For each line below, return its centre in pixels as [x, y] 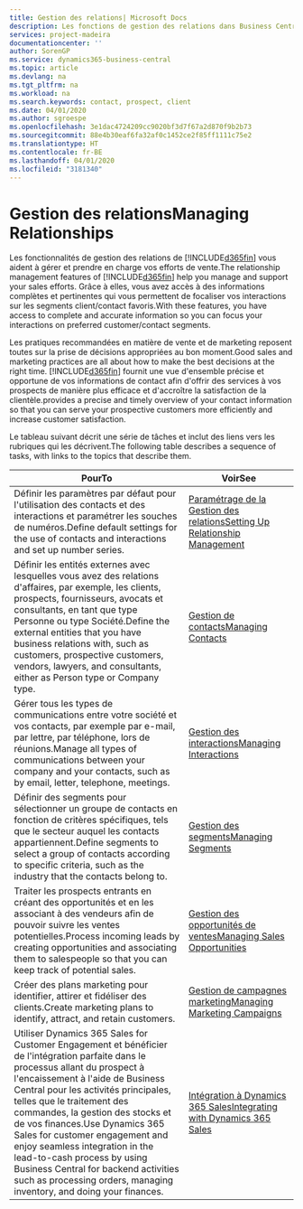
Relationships [62, 233]
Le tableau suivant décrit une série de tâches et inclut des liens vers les [142, 437]
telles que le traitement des [71, 1101]
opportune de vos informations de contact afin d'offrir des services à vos [145, 381]
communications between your [80, 760]
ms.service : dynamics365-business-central [90, 60]
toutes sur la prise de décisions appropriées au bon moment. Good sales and [151, 352]
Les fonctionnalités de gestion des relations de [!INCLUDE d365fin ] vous [143, 258]
